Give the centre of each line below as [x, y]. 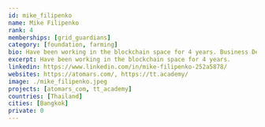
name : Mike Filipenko [44, 23]
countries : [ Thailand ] [45, 96]
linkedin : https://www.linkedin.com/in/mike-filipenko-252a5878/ [118, 67]
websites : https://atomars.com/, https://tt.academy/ [99, 74]
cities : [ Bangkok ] [38, 103]
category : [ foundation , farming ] [63, 45]
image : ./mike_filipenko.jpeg [58, 81]
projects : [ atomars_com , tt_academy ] [70, 89]
